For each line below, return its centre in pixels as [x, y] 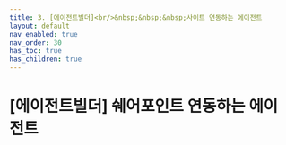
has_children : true [46, 59]
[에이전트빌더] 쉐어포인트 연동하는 [127, 106]
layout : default [39, 26]
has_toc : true [36, 51]
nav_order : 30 [36, 43]
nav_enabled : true [43, 34]
